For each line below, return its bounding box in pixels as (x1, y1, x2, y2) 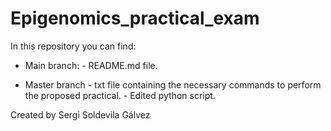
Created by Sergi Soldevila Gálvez (10, 108, 151, 121)
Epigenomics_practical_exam (10, 7, 260, 30)
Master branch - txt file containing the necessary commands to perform (24, 78, 322, 91)
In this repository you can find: (10, 40, 137, 52)
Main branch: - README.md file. (24, 59, 158, 71)
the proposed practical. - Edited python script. (24, 89, 216, 101)
